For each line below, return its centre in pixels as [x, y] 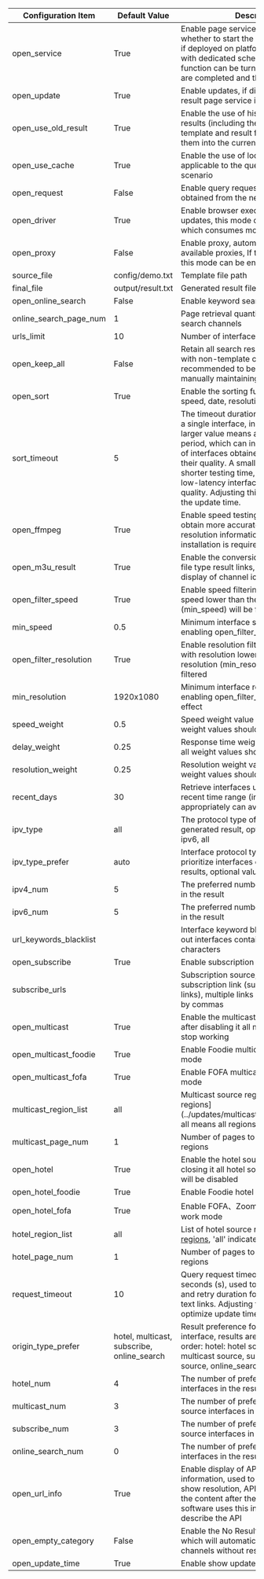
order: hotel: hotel [213, 1346]
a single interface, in [218, 424]
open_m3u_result [44, 567]
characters [201, 949]
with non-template [215, 359]
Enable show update [218, 1563]
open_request [38, 193]
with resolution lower [219, 654]
